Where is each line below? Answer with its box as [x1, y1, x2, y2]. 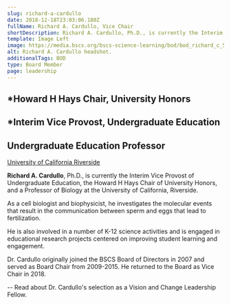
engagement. [7, 242, 45, 250]
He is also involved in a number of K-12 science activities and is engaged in [7, 228, 220, 236]
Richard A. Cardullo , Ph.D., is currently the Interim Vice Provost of [7, 171, 195, 180]
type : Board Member [7, 61, 63, 68]
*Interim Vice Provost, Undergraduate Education [7, 116, 221, 128]
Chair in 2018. [7, 270, 47, 279]
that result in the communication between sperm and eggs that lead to [7, 207, 206, 215]
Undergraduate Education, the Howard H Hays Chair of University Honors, [7, 179, 218, 187]
